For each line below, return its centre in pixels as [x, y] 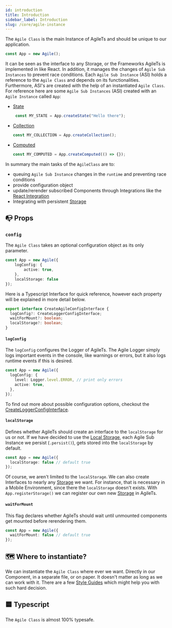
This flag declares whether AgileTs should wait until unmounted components [86, 515]
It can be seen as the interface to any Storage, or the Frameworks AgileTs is [85, 64]
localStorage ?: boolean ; [36, 323]
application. [18, 45]
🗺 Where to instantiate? [46, 556]
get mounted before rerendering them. [46, 521]
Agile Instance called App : [33, 97]
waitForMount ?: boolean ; [36, 318]
